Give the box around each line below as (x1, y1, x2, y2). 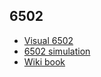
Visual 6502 (23, 34, 74, 46)
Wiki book (23, 55, 66, 68)
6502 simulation (23, 45, 91, 57)
